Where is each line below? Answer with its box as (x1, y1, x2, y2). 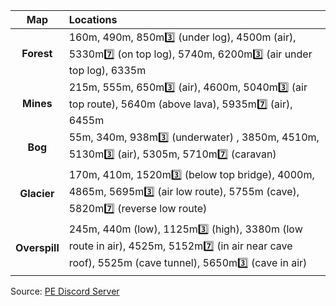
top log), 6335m (68, 64, 147, 77)
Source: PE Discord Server (10, 285, 120, 297)
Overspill (15, 240, 60, 254)
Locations (68, 13, 118, 26)
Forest (21, 47, 53, 60)
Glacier (19, 186, 55, 200)
